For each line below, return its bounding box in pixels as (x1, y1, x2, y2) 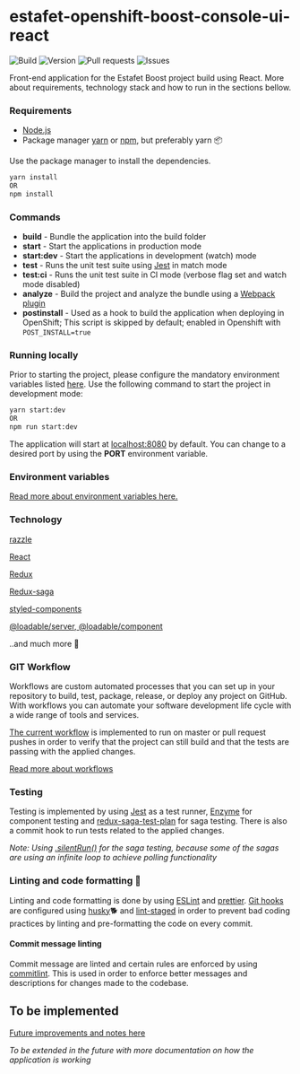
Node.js (21, 125, 52, 135)
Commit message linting (9, 939, 102, 949)
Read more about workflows (9, 763, 114, 773)
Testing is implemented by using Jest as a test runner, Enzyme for (9, 806, 253, 817)
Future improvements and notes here (9, 1027, 146, 1038)
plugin (21, 298, 47, 309)
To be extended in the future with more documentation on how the (9, 1044, 254, 1055)
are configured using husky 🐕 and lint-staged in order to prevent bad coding (9, 904, 291, 916)
